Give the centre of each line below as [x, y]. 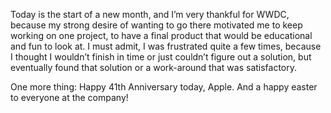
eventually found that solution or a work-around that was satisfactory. [154, 67]
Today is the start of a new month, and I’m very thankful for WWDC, [150, 14]
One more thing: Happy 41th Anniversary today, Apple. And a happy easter [164, 87]
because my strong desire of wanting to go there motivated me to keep [156, 25]
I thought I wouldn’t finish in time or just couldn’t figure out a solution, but [161, 57]
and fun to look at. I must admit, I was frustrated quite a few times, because [166, 46]
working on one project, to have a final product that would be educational [161, 35]
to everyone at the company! [69, 97]
